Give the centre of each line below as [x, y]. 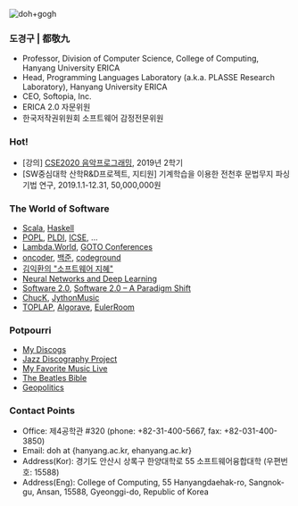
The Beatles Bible [54, 378]
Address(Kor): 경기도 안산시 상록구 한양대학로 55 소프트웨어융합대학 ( [144, 461]
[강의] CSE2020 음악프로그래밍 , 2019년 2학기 [103, 162]
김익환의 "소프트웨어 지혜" [68, 269]
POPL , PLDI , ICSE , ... [60, 237]
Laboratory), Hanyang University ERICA [95, 87]
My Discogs [44, 350]
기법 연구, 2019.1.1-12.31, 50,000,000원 [91, 185]
